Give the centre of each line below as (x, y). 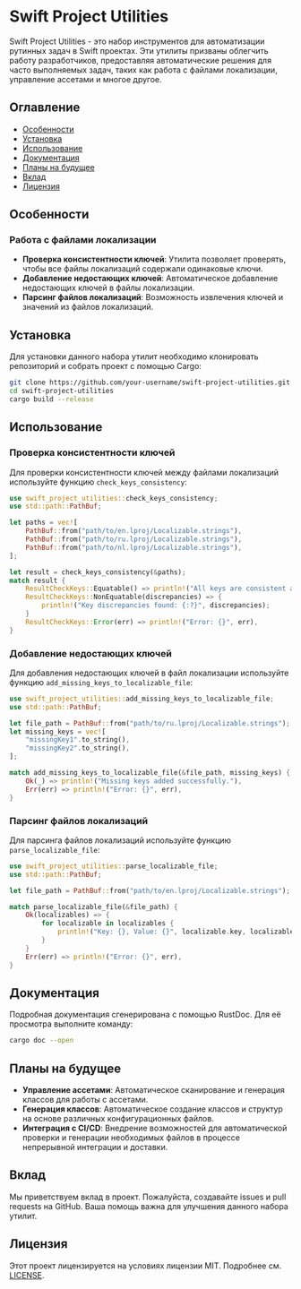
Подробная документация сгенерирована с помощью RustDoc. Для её (145, 1015)
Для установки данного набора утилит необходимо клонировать (134, 357)
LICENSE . (27, 1275)
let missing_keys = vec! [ (57, 732)
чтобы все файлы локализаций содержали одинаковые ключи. (142, 269)
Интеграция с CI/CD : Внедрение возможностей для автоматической (155, 1128)
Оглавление (45, 108)
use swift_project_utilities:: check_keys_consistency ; (114, 498)
